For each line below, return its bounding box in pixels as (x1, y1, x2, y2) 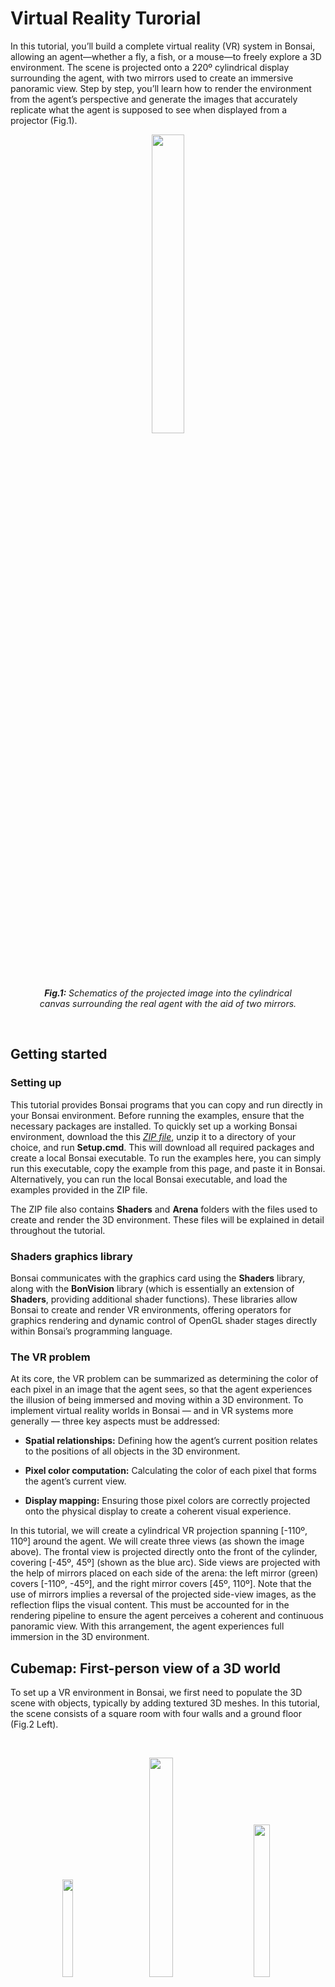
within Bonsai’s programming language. (10, 1325, 173, 1337)
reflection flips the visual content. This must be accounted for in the (10, 1599, 290, 1611)
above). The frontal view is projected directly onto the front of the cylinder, (10, 1546, 318, 1558)
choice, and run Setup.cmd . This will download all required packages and (10, 1141, 315, 1153)
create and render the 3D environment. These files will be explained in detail (10, 1213, 325, 1226)
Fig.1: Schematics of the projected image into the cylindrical (44, 987, 292, 999)
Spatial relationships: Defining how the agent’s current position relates (24, 1435, 318, 1447)
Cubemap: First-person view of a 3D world (10, 1660, 282, 1677)
